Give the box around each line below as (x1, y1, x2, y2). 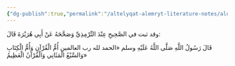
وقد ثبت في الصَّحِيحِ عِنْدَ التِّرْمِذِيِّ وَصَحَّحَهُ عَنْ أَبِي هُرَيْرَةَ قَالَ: (6, 29, 161, 38)
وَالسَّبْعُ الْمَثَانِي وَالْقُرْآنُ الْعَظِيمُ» (6, 51, 88, 59)
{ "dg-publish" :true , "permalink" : (6, 10, 105, 18)
